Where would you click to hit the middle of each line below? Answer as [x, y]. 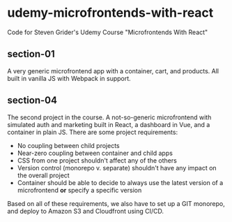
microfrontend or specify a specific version [79, 190]
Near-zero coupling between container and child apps [95, 153]
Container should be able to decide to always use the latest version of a [120, 182]
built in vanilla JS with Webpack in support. [69, 78]
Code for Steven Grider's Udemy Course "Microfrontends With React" [108, 32]
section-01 [31, 54]
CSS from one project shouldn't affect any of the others [97, 160]
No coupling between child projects [68, 145]
